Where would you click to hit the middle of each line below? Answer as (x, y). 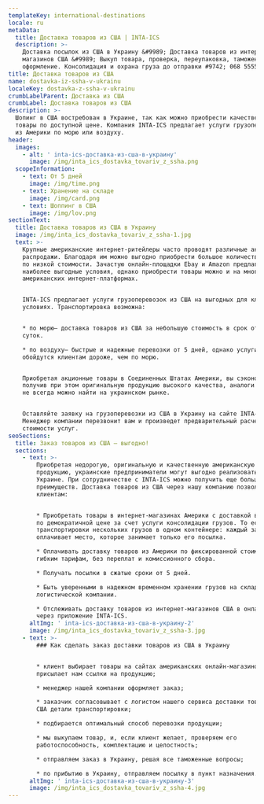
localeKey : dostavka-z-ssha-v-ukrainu (71, 89)
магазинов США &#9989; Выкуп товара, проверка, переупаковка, (126, 60)
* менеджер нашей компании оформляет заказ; (110, 688)
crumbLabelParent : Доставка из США (66, 96)
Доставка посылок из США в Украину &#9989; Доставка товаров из (130, 52)
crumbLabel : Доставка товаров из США (70, 103)
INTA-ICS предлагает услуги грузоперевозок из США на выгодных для (135, 300)
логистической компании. (77, 595)
